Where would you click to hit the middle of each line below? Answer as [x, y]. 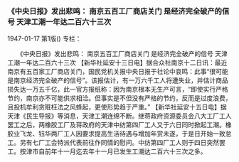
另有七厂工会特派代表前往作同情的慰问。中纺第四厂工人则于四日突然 [119, 143]
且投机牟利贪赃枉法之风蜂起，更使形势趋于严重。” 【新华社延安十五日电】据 [117, 107]
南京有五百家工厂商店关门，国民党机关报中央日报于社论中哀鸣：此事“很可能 [118, 72]
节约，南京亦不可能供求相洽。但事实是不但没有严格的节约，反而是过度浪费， [119, 98]
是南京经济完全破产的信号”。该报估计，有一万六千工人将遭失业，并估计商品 [118, 80]
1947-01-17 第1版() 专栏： [44, 39]
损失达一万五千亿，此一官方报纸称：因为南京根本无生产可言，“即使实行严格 [118, 90]
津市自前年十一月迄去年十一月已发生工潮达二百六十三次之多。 [116, 151]
